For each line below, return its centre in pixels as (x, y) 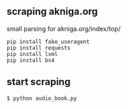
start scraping (39, 82)
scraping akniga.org (52, 12)
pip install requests (39, 48)
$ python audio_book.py (42, 98)
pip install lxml (32, 54)
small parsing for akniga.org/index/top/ (64, 28)
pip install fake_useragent (48, 42)
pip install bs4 (31, 60)
